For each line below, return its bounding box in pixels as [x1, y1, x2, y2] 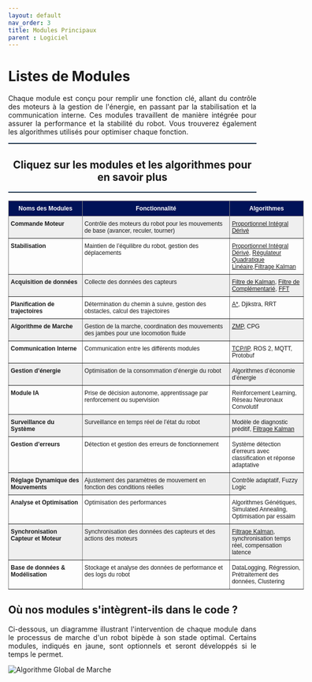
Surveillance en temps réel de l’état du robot [84, 418, 200, 426]
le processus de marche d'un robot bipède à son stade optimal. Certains [8, 632, 257, 642]
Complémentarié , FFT [232, 285, 290, 293]
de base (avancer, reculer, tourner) [84, 227, 176, 234]
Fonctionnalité [136, 204, 176, 212]
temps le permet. [8, 649, 64, 659]
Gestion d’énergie [10, 367, 61, 375]
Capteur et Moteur [10, 534, 61, 542]
